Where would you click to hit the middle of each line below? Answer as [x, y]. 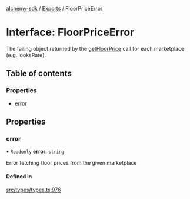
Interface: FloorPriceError [70, 32]
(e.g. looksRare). [26, 55]
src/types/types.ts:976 [34, 190]
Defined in [19, 176]
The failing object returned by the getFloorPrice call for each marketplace [95, 48]
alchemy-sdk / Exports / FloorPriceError [54, 9]
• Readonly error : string [35, 151]
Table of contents [39, 74]
